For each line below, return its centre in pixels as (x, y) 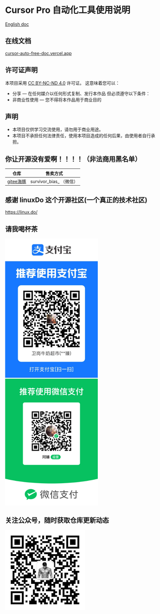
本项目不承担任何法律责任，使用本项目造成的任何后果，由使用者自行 (81, 136)
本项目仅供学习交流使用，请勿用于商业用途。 (58, 130)
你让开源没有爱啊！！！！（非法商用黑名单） (73, 159)
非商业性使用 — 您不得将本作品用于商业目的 (57, 100)
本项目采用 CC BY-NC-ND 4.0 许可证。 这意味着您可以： (62, 83)
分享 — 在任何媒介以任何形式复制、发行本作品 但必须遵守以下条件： (81, 93)
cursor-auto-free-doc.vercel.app (39, 53)
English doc (17, 24)
